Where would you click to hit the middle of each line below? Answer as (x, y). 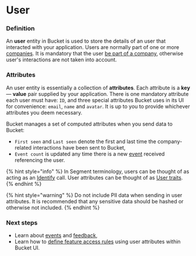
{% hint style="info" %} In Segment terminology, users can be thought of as (98, 171)
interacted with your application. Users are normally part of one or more (93, 47)
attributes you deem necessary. (44, 112)
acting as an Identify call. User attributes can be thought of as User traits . (94, 177)
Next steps (22, 223)
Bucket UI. (27, 248)
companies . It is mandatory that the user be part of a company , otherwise (95, 54)
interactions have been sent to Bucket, (79, 147)
